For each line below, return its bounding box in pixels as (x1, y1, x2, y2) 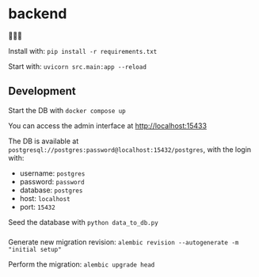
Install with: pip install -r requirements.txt (8, 46, 158, 55)
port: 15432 (19, 202, 55, 211)
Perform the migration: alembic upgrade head (8, 259, 155, 269)
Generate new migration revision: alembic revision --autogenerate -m (8, 237, 239, 246)
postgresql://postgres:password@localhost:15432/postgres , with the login (8, 144, 252, 154)
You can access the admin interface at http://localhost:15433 (8, 120, 208, 131)
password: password (19, 176, 85, 186)
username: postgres (19, 168, 86, 178)
